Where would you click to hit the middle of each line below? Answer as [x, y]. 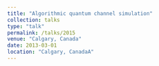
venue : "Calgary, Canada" [44, 39]
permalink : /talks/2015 [41, 33]
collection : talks [34, 20]
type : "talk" [26, 26]
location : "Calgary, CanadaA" [51, 52]
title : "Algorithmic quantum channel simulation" [80, 13]
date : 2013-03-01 [32, 45]
